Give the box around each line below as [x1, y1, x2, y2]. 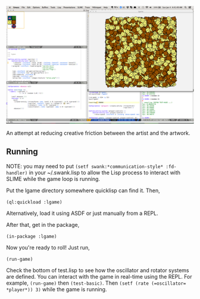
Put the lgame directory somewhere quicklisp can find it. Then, [6, 187, 161, 194]
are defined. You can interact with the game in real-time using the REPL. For [6, 273, 192, 280]
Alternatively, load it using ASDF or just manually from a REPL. [6, 209, 159, 217]
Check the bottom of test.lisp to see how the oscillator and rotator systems [6, 266, 189, 274]
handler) [6, 170, 28, 176]
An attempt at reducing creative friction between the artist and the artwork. [6, 130, 190, 137]
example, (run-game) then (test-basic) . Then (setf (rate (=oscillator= [6, 279, 186, 286]
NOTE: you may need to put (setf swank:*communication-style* [6, 162, 164, 169]
